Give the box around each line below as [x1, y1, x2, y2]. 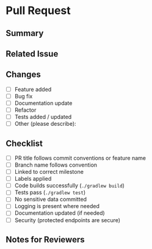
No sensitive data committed [14, 196, 87, 203]
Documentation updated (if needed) [14, 209, 105, 217]
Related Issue [5, 48, 59, 59]
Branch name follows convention [14, 161, 98, 168]
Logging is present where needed [14, 203, 100, 210]
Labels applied [14, 175, 52, 182]
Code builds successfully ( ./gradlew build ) [14, 182, 125, 189]
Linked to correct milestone [14, 168, 84, 176]
